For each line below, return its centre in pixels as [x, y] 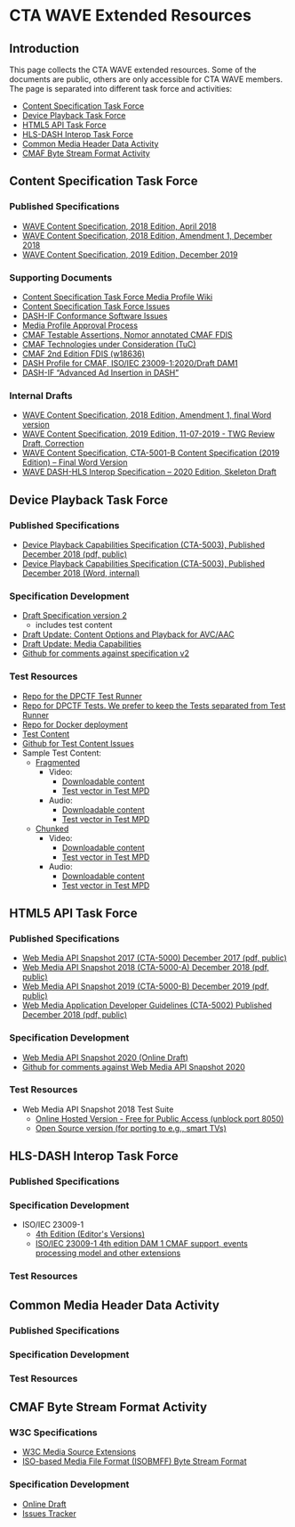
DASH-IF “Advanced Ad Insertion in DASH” [100, 372]
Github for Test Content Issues [78, 743]
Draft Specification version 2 [74, 616]
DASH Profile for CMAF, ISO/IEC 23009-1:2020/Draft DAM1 [130, 363]
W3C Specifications [53, 1433]
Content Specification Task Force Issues [96, 306]
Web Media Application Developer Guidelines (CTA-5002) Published [147, 1005]
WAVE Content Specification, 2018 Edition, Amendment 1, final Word [147, 415]
